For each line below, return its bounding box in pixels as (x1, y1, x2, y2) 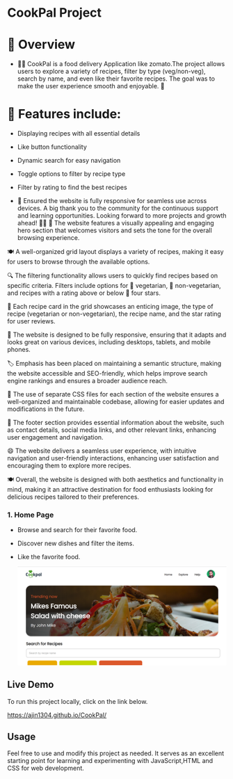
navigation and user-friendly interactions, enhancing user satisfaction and (7, 454, 219, 463)
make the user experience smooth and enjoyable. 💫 (17, 82, 165, 90)
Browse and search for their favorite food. (17, 526, 138, 534)
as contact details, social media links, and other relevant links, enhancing (7, 426, 217, 434)
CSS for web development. (7, 764, 85, 773)
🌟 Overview (7, 37, 75, 53)
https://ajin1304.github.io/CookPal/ (7, 711, 107, 719)
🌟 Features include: (7, 106, 122, 122)
